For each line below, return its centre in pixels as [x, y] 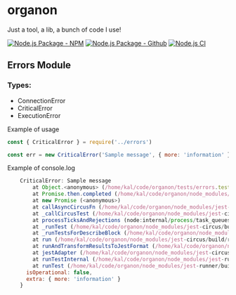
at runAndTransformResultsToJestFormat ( [94, 247]
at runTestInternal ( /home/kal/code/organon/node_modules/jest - [129, 259]
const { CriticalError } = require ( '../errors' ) [80, 142]
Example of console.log [41, 168]
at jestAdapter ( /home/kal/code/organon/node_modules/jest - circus [132, 253]
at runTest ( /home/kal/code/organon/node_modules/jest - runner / [127, 265]
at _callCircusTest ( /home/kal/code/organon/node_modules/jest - [129, 214]
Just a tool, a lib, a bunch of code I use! [64, 29]
